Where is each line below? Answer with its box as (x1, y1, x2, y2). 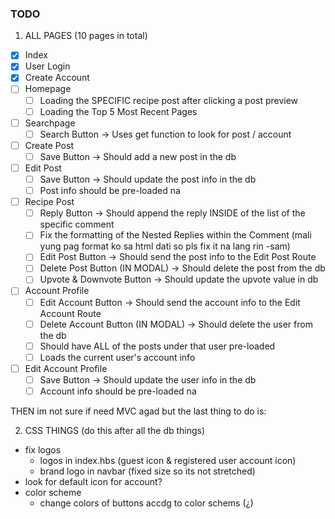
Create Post (24, 139, 74, 151)
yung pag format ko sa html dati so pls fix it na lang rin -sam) (39, 240, 291, 252)
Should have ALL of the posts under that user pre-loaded (39, 340, 276, 352)
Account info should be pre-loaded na (39, 385, 197, 397)
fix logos (24, 443, 62, 456)
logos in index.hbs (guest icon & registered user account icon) (39, 454, 297, 466)
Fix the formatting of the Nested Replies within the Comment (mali (39, 229, 312, 241)
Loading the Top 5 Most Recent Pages (39, 105, 198, 117)
